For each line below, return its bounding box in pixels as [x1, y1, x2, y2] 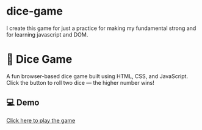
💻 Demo [6, 98, 40, 108]
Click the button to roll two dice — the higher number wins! [6, 79, 154, 86]
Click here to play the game [6, 117, 76, 124]
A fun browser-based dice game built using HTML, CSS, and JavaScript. [6, 72, 188, 80]
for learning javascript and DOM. [6, 31, 88, 38]
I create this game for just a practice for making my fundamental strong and [6, 24, 197, 32]
